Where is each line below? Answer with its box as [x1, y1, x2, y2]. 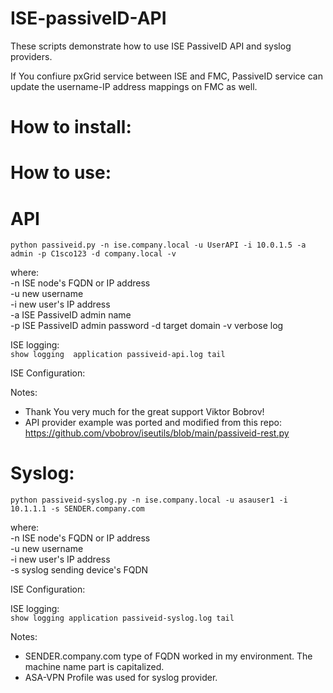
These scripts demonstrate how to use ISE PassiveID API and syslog [10, 40, 292, 52]
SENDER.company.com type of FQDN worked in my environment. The [24, 650, 313, 662]
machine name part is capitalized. [24, 661, 165, 673]
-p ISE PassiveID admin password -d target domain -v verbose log [10, 320, 284, 332]
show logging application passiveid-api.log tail [10, 350, 226, 360]
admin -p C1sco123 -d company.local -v [10, 249, 177, 259]
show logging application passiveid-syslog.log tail [10, 613, 235, 624]
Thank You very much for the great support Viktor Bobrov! [24, 406, 265, 418]
